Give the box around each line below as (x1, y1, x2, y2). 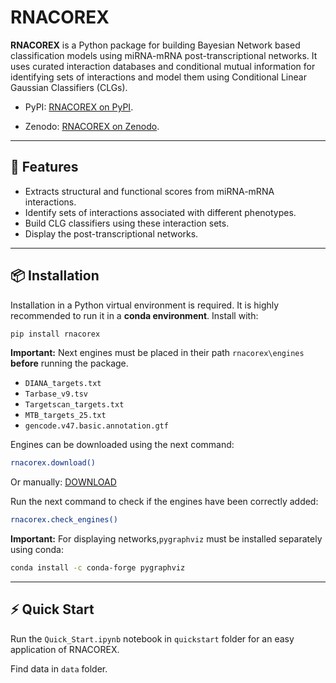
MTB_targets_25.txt (24, 411, 107, 421)
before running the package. (10, 357, 129, 370)
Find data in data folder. (10, 662, 108, 675)
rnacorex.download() (10, 458, 97, 468)
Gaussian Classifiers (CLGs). (10, 81, 128, 93)
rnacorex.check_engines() (10, 515, 118, 525)
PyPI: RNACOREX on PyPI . (24, 101, 134, 113)
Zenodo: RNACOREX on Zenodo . (24, 120, 160, 132)
